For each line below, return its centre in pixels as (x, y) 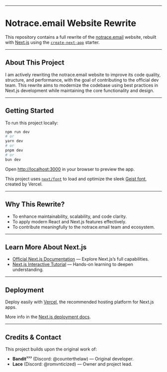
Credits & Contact (33, 337)
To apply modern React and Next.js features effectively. (69, 221)
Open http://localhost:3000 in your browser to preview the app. (70, 169)
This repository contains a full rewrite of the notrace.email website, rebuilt (81, 37)
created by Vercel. (24, 184)
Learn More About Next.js (46, 247)
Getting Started (30, 111)
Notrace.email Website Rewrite (71, 23)
